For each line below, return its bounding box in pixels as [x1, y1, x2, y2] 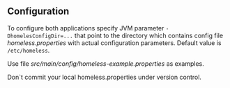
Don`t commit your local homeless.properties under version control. [7, 73, 202, 81]
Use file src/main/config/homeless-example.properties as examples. [7, 59, 204, 68]
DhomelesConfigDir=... [7, 33, 73, 39]
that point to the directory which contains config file [74, 31, 224, 39]
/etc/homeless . [7, 46, 50, 54]
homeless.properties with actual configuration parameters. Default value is [7, 38, 222, 47]
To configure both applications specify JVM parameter [7, 24, 164, 32]
